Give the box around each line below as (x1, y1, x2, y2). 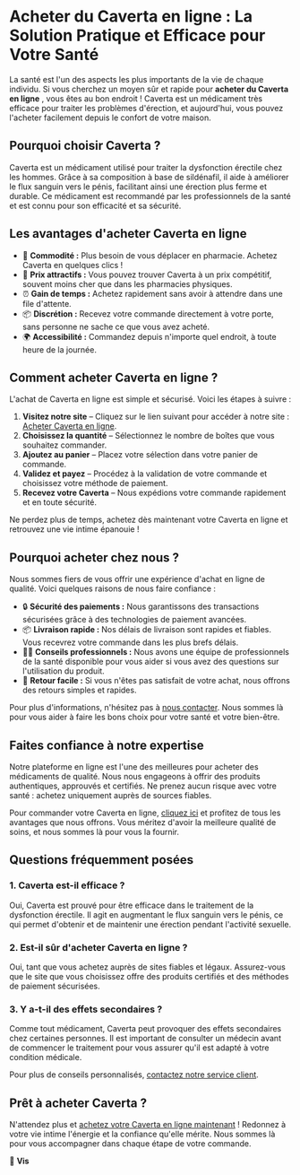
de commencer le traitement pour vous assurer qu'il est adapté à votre (9, 1042, 270, 1053)
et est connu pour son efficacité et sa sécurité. (9, 200, 182, 211)
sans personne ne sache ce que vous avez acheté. (21, 321, 210, 332)
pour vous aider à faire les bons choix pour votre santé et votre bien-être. (9, 711, 280, 723)
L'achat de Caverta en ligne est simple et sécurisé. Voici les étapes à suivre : (9, 394, 292, 405)
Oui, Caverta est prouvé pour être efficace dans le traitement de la (9, 900, 254, 910)
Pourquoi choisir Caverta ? (9, 138, 161, 153)
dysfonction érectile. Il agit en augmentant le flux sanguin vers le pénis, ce (9, 909, 284, 920)
